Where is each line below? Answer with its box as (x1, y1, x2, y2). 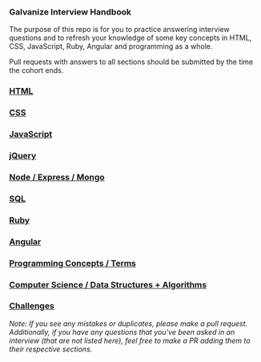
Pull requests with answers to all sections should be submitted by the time (9, 57, 254, 66)
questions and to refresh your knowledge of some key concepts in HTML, (9, 33, 252, 42)
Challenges (9, 300, 54, 312)
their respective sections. (9, 344, 93, 354)
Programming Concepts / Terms (9, 257, 137, 268)
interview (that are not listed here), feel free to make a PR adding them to (9, 336, 251, 345)
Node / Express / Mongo (9, 171, 105, 183)
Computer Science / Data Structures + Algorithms (9, 279, 207, 290)
